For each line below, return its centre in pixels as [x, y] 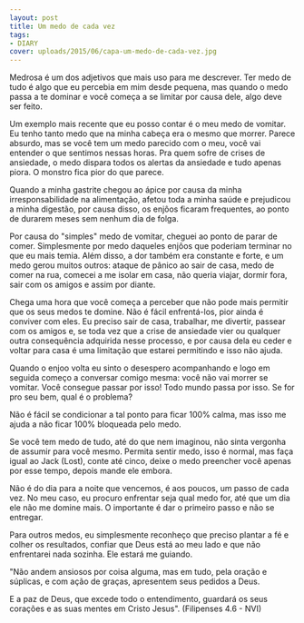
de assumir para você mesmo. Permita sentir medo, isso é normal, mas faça [152, 451]
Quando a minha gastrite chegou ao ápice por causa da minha [126, 190]
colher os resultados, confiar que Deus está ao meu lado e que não [135, 545]
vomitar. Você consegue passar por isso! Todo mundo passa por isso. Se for [152, 388]
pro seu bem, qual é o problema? [71, 397]
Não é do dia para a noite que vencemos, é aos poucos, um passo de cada [149, 489]
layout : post [34, 18]
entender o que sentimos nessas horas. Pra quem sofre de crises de [137, 153]
